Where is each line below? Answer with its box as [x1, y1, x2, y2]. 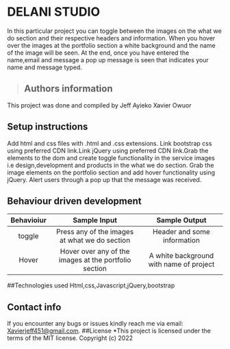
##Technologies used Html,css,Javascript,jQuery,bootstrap [7, 281, 175, 289]
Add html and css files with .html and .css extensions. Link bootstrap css [7, 139, 212, 147]
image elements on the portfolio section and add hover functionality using [7, 168, 216, 177]
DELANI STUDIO [7, 4, 101, 20]
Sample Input [73, 216, 118, 225]
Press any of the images [55, 227, 134, 237]
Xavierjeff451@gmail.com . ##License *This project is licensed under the [7, 326, 211, 335]
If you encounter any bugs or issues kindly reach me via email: [7, 320, 183, 328]
